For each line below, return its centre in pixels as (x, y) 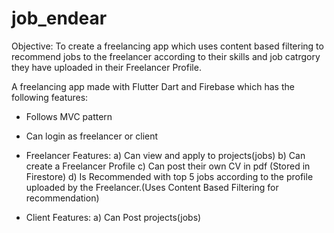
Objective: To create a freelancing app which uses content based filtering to (167, 46)
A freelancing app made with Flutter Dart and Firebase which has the (153, 86)
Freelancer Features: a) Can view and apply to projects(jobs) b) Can (165, 155)
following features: (50, 97)
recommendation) (62, 198)
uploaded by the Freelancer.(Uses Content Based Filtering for (152, 187)
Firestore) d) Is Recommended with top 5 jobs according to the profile (169, 176)
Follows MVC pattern (69, 116)
